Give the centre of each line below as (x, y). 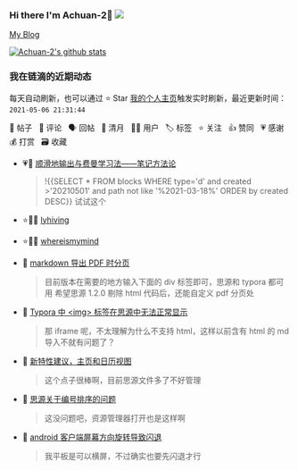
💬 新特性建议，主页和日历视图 (77, 361)
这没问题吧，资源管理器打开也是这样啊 (115, 418)
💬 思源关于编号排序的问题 (69, 399)
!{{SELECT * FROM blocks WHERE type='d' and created (148, 181)
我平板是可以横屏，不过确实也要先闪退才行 (123, 456)
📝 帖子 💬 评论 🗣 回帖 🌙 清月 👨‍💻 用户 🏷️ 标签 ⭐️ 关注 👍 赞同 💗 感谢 (147, 127)
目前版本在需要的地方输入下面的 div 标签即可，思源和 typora (155, 281)
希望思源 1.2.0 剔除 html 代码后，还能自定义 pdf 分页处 (154, 293)
